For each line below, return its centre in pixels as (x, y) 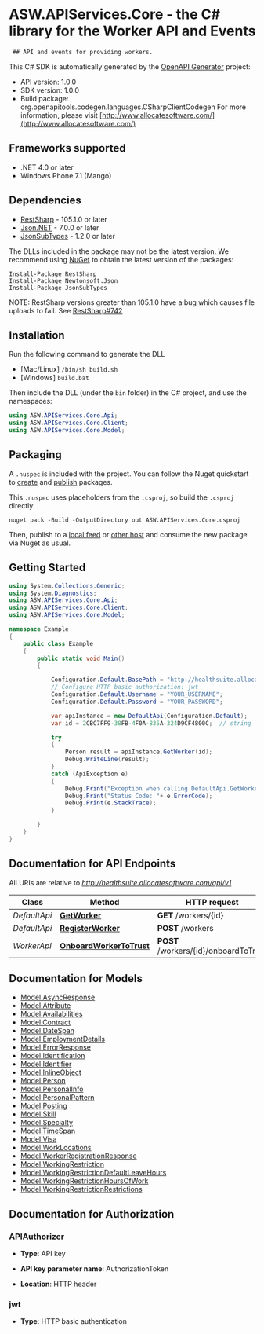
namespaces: (31, 401)
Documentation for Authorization (92, 1214)
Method (105, 902)
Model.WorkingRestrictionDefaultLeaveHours (93, 1173)
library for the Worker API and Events (132, 31)
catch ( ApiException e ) (89, 774)
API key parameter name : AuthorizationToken (94, 1269)
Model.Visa (38, 1139)
